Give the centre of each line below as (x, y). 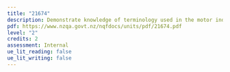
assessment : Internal (38, 45)
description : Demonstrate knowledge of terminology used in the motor (110, 20)
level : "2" (23, 33)
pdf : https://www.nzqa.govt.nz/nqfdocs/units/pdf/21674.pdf (95, 26)
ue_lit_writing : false (39, 58)
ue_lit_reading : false (39, 52)
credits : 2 (23, 39)
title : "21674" (29, 13)
